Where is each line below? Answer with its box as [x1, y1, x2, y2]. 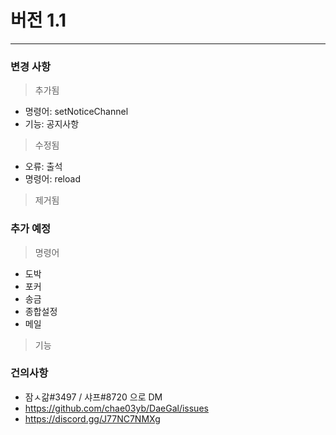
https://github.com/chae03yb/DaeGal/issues [24, 402, 209, 414]
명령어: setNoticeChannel [24, 106, 129, 118]
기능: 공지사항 [24, 118, 80, 130]
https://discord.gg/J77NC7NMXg [24, 412, 161, 425]
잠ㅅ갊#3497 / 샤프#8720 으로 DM [24, 391, 163, 403]
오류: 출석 [24, 161, 63, 173]
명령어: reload [24, 173, 81, 185]
